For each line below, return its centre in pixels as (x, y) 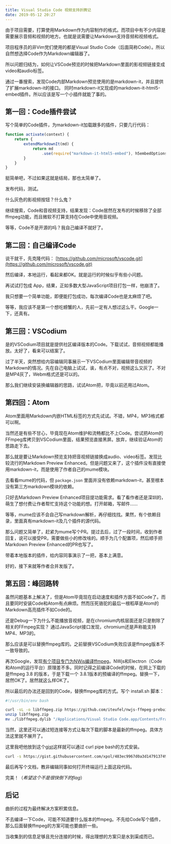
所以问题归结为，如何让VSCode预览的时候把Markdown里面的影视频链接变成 (85, 64)
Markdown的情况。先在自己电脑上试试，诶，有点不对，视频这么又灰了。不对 (85, 368)
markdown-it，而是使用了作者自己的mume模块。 (61, 469)
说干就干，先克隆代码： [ (31, 259)
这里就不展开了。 (27, 736)
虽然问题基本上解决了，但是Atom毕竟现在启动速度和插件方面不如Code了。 (83, 597)
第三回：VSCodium (36, 331)
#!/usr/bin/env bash (27, 700)
